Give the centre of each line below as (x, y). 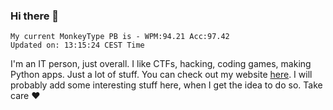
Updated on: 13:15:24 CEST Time (77, 45)
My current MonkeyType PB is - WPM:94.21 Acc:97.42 (120, 37)
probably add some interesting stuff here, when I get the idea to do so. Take (166, 85)
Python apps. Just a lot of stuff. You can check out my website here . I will (161, 75)
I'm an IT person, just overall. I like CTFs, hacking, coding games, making (161, 64)
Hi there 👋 (35, 16)
